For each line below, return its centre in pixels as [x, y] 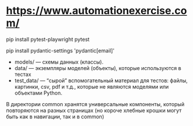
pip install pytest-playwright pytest [48, 39]
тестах [23, 74]
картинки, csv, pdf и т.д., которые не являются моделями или [92, 86]
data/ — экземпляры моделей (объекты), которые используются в [98, 68]
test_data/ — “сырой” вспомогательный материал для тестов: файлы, [101, 80]
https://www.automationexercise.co [96, 11]
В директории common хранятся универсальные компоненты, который [95, 104]
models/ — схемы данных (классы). [59, 62]
